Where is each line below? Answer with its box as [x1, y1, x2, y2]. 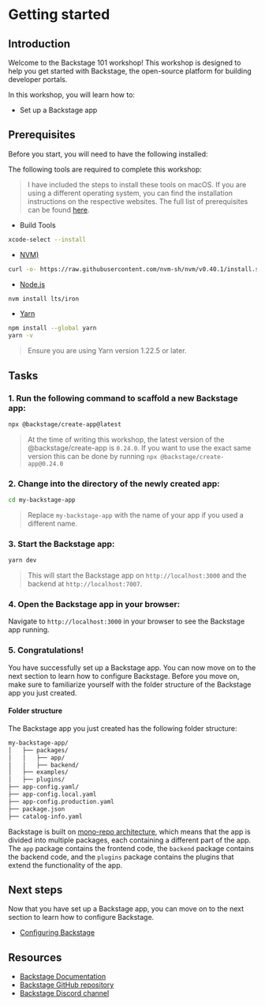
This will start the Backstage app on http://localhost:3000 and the [27, 571, 247, 580]
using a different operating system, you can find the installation [27, 188, 233, 198]
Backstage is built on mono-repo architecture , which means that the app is [8, 827, 251, 836]
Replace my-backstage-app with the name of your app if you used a [27, 510, 244, 519]
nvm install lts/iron [8, 295, 80, 303]
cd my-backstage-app [8, 496, 77, 504]
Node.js [19, 279, 46, 289]
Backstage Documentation [19, 972, 106, 982]
